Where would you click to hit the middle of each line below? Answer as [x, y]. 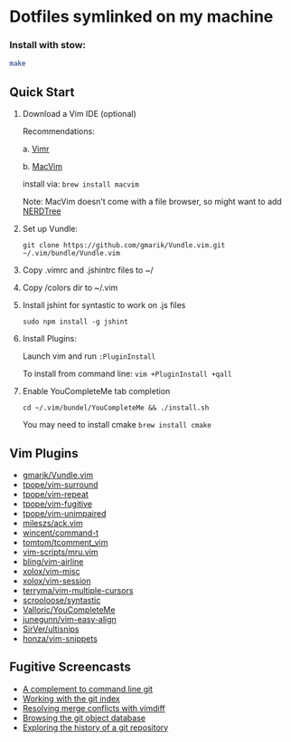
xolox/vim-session [57, 581]
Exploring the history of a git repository [95, 728]
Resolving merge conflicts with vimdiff [94, 708]
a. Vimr [36, 149]
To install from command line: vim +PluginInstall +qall [127, 374]
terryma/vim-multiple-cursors [78, 590]
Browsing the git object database [84, 718]
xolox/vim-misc [51, 571]
